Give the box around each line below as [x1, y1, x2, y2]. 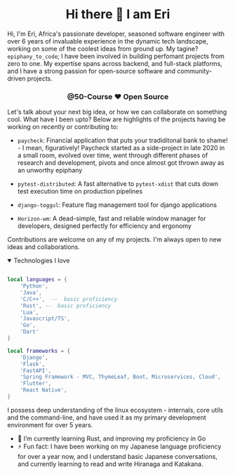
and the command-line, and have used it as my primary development [7, 413, 207, 422]
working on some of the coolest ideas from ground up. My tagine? [7, 44, 199, 53]
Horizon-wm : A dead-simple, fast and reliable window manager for [17, 214, 206, 223]
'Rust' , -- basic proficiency [20, 302, 112, 309]
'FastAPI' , [20, 367, 52, 374]
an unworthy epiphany [17, 166, 83, 175]
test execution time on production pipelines [17, 187, 143, 196]
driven [7, 74, 26, 83]
